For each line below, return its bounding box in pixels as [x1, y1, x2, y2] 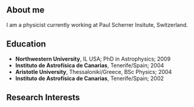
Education [6, 39, 47, 50]
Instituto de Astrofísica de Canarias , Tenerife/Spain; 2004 [15, 61, 164, 69]
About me [6, 5, 45, 15]
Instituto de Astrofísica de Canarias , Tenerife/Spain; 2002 [15, 75, 164, 82]
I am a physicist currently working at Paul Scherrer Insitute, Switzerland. [6, 21, 188, 28]
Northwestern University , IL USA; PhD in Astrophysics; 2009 [15, 55, 171, 62]
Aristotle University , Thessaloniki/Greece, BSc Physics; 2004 [15, 68, 173, 75]
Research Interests [6, 92, 80, 103]
